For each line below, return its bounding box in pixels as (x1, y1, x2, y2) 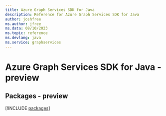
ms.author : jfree (5, 21, 41, 26)
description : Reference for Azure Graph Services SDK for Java (5, 12, 140, 17)
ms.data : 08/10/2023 (5, 26, 48, 31)
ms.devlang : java (5, 35, 41, 40)
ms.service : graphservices (5, 40, 61, 45)
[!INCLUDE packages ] (5, 105, 50, 111)
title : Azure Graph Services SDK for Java (5, 7, 95, 12)
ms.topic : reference (5, 30, 48, 35)
